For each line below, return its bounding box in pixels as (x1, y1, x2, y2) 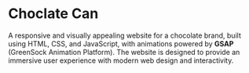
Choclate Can (8, 5, 99, 23)
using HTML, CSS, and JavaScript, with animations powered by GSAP (8, 38, 234, 48)
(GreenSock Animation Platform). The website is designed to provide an (8, 47, 240, 57)
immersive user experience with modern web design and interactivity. (8, 56, 234, 65)
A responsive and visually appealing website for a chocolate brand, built (8, 31, 241, 40)
